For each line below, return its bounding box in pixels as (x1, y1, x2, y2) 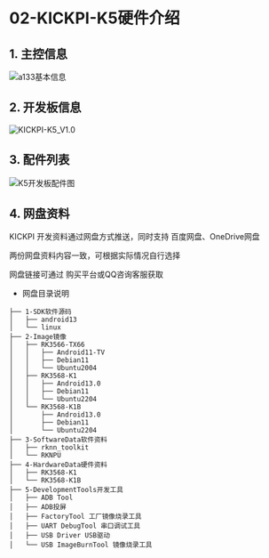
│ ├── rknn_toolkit (9, 443, 90, 452)
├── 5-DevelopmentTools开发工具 (9, 486, 124, 495)
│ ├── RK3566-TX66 (9, 340, 86, 350)
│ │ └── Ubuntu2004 (9, 364, 98, 373)
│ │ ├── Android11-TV (9, 348, 105, 357)
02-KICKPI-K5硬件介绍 (9, 8, 180, 28)
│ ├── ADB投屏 (9, 503, 67, 512)
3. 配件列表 (9, 152, 70, 167)
